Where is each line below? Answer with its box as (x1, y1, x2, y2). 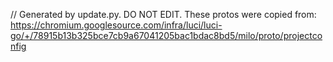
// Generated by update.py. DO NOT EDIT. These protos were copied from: (10, 9, 317, 20)
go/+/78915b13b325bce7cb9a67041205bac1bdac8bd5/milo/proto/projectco (10, 30, 323, 41)
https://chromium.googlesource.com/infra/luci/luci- (10, 19, 223, 31)
